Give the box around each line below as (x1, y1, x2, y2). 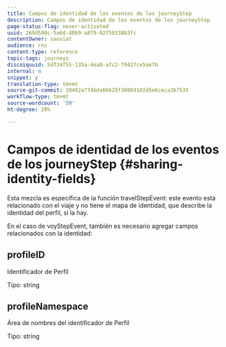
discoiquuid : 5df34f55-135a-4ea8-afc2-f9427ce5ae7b (7, 61, 158, 68)
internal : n (7, 67, 41, 74)
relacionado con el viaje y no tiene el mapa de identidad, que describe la (7, 201, 212, 209)
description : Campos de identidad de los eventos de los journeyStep (7, 17, 211, 23)
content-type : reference (7, 49, 78, 56)
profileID (7, 249, 45, 261)
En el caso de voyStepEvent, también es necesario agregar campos (7, 222, 199, 230)
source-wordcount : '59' (7, 100, 76, 107)
